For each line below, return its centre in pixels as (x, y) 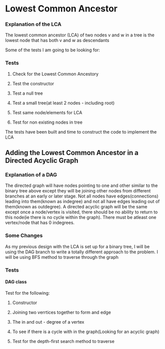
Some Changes (24, 236)
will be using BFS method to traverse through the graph (62, 257)
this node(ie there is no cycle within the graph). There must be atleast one (81, 217)
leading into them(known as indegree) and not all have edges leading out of (82, 201)
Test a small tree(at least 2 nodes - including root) (63, 103)
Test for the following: (28, 293)
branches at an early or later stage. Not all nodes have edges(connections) (82, 196)
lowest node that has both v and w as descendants (57, 40)
